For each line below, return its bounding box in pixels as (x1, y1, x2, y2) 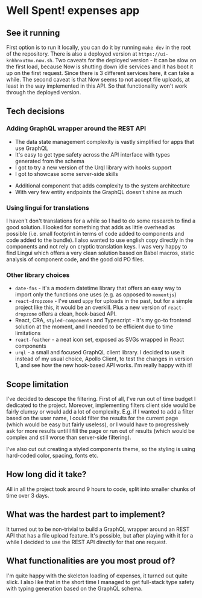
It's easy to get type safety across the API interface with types (14, 151, 170, 158)
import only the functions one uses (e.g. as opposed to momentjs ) (14, 291, 177, 298)
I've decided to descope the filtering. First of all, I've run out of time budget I (6, 395, 196, 403)
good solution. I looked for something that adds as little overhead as (6, 223, 175, 230)
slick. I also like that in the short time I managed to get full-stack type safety (6, 578, 195, 585)
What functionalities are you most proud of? (6, 556, 175, 566)
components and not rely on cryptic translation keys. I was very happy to (6, 242, 188, 250)
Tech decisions (6, 106, 65, 117)
